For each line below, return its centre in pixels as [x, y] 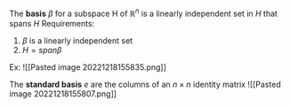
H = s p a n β [42, 50]
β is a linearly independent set [77, 40]
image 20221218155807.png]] [63, 93]
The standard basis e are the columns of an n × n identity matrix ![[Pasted [145, 84]
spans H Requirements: [52, 23]
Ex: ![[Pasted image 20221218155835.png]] [88, 67]
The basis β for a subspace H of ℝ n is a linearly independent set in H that [144, 13]
